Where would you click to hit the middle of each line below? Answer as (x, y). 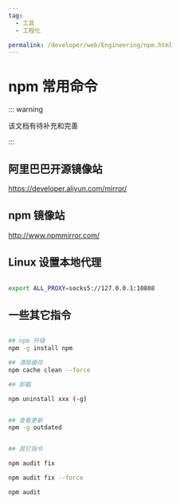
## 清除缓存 (26, 363)
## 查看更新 (26, 420)
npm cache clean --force (49, 370)
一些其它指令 (40, 315)
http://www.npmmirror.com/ (54, 235)
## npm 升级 (27, 341)
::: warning (26, 109)
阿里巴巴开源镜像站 (55, 169)
